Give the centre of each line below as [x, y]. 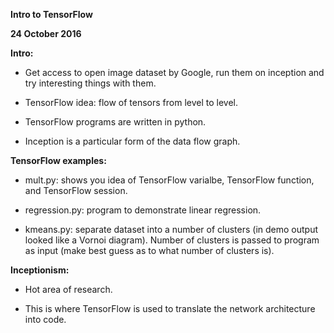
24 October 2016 [46, 33]
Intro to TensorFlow [51, 14]
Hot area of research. [68, 289]
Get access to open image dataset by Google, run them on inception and [174, 72]
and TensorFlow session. [76, 190]
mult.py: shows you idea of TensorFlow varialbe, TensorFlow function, [169, 180]
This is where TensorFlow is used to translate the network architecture [170, 308]
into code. [45, 319]
